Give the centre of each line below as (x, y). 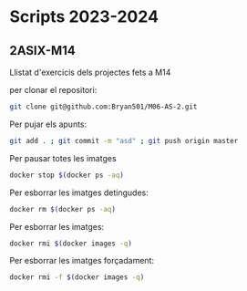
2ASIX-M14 (42, 51)
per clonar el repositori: (53, 90)
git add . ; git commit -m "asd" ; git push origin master (124, 140)
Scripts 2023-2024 (84, 17)
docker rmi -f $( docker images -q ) (77, 277)
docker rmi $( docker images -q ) (71, 244)
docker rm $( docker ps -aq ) (63, 209)
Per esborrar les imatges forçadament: (82, 261)
